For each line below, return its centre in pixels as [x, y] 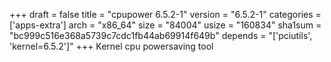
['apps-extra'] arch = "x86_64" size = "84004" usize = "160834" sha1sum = [165, 25]
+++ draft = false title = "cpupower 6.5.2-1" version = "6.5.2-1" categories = [165, 14]
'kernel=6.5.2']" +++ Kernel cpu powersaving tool [111, 46]
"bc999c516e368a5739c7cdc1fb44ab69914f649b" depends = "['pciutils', [161, 35]
